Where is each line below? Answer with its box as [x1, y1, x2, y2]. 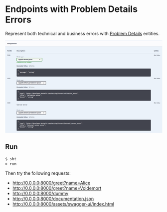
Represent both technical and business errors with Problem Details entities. [5, 30, 160, 36]
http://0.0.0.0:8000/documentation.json [12, 196, 94, 202]
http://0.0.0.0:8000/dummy [12, 190, 69, 196]
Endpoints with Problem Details [5, 3, 138, 15]
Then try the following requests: [5, 170, 71, 176]
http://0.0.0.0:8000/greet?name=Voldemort [12, 185, 102, 191]
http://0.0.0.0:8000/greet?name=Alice [12, 180, 91, 186]
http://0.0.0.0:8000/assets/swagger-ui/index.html [12, 201, 115, 207]
